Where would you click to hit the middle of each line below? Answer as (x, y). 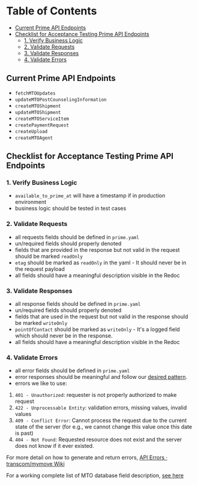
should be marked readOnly (49, 256)
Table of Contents (52, 11)
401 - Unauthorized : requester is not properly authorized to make (96, 395)
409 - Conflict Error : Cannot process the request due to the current (101, 420)
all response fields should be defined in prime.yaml (78, 304)
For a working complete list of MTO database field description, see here (95, 475)
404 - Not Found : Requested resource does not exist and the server (98, 439)
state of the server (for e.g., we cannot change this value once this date (103, 427)
